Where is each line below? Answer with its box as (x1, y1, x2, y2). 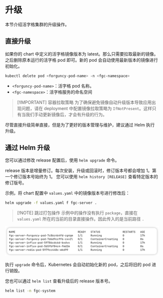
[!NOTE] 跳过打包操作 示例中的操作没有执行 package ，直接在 (17, 210, 138, 216)
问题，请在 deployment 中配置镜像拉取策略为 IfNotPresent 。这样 (21, 105, 152, 111)
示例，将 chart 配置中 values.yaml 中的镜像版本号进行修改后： (5, 190, 130, 196)
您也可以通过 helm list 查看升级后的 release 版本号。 (5, 278, 113, 284)
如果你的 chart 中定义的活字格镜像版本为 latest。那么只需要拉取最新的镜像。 (5, 51, 159, 56)
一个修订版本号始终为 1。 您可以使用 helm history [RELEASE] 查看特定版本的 (5, 174, 158, 180)
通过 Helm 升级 (5, 144, 50, 152)
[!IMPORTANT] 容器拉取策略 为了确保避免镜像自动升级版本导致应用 (17, 99, 152, 105)
